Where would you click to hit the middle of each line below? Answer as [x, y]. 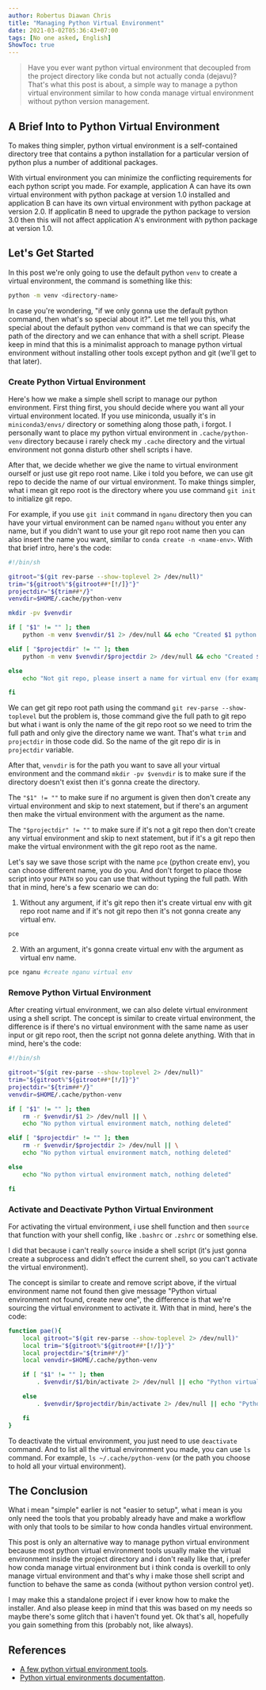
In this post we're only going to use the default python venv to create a [123, 272]
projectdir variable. [41, 750]
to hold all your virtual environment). [67, 1466]
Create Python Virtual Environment [77, 382]
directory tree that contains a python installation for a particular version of [129, 154]
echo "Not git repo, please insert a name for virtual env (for [131, 678]
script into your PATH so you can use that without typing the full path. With [128, 879]
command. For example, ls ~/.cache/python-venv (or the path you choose [129, 1457]
